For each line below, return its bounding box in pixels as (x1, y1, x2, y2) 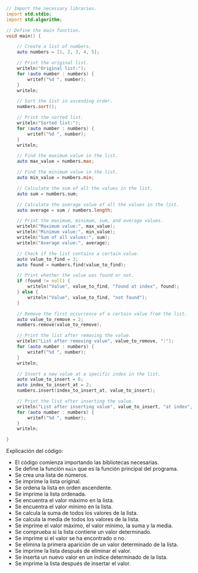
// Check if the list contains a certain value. (17, 250, 140, 257)
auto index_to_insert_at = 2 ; (17, 382, 92, 388)
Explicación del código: (6, 448, 64, 455)
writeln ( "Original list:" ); (17, 65, 86, 71)
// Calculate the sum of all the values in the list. (17, 185, 153, 191)
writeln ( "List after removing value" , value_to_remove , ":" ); (17, 338, 174, 344)
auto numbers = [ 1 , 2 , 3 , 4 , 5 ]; (17, 49, 100, 55)
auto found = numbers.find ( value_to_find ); (17, 262, 127, 267)
